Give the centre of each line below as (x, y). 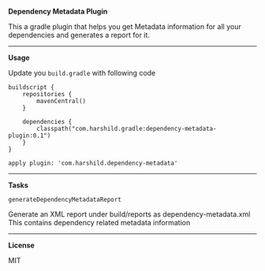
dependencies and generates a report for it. (79, 35)
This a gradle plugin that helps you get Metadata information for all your (125, 26)
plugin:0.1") (30, 135)
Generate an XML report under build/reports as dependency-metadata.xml (129, 214)
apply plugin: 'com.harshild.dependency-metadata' (93, 163)
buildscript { (32, 87)
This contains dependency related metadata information (99, 223)
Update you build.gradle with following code (82, 73)
